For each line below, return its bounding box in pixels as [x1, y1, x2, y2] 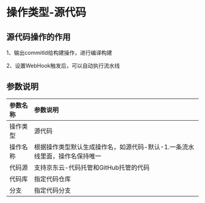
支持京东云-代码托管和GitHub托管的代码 [34, 163, 150, 171]
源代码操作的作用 [6, 32, 71, 42]
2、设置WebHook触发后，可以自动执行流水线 [6, 62, 120, 69]
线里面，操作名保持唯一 [34, 152, 102, 160]
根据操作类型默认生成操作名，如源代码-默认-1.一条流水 [34, 143, 195, 151]
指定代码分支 [34, 186, 71, 194]
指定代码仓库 [34, 174, 71, 183]
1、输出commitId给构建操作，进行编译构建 [6, 49, 112, 56]
